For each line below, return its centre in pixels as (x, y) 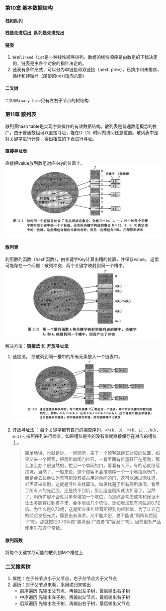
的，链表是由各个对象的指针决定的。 (49, 63)
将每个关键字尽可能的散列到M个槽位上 (44, 552)
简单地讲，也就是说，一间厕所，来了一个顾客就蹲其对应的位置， (90, 453)
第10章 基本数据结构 (29, 7)
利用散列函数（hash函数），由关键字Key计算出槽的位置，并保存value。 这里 (82, 259)
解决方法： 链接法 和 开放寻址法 (37, 346)
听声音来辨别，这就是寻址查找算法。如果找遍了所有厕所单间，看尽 (92, 484)
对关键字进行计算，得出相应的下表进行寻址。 (51, 139)
